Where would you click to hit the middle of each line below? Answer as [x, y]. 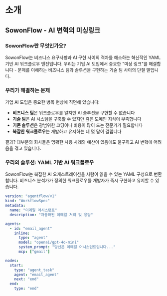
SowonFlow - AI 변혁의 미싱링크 [53, 30]
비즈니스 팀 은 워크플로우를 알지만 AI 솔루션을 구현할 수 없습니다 [74, 113]
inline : [22, 233]
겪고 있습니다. [28, 148]
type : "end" [26, 289]
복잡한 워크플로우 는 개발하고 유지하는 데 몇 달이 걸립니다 [67, 132]
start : [16, 265]
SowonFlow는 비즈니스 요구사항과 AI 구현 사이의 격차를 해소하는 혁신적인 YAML [83, 57]
